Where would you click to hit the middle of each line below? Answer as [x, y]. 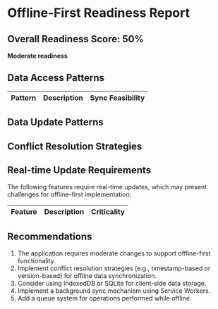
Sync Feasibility [117, 98]
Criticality [108, 212]
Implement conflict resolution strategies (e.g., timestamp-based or [114, 268]
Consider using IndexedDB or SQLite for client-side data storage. [112, 284]
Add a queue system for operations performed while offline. [104, 298]
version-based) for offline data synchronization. [87, 276]
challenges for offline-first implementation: [69, 194]
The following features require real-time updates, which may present [107, 187]
